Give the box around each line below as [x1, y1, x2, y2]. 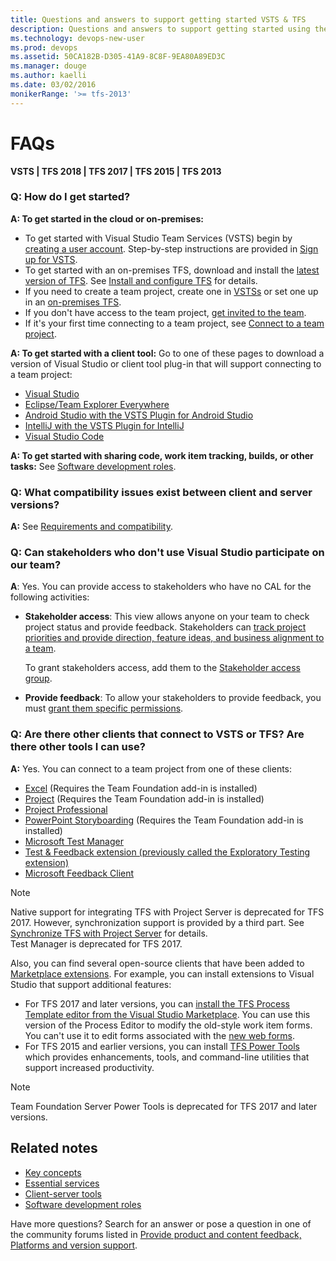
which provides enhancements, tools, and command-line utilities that [24, 1051, 310, 1063]
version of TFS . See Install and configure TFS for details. [24, 274, 258, 286]
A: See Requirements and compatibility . [10, 521, 173, 533]
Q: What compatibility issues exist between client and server [10, 485, 313, 499]
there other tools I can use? [10, 740, 146, 754]
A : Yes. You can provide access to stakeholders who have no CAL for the [10, 581, 312, 593]
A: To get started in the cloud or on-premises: [10, 212, 204, 225]
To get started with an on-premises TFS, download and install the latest [24, 264, 320, 276]
